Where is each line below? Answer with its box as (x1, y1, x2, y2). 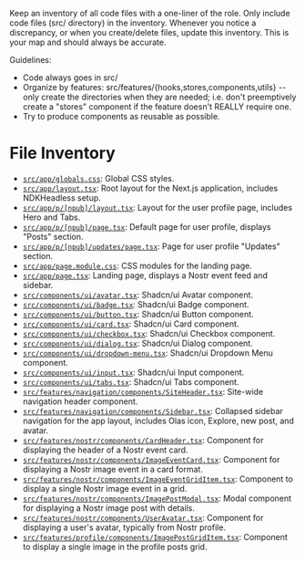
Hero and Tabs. (22, 212, 81, 223)
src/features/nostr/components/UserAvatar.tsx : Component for (22, 512, 264, 523)
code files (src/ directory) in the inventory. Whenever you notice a (9, 17, 257, 28)
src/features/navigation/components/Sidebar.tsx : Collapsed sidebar (22, 405, 284, 416)
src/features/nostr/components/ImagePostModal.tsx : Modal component (22, 493, 292, 504)
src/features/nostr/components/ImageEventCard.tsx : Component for (22, 453, 280, 464)
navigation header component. (22, 396, 138, 407)
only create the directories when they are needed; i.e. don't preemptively (22, 91, 297, 102)
